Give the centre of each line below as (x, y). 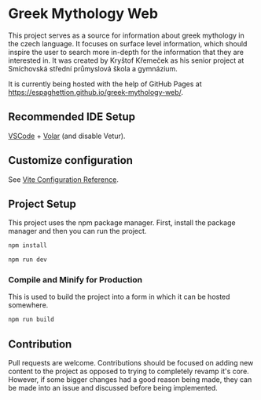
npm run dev (28, 260)
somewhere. (28, 305)
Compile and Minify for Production (75, 280)
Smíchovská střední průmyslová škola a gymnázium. (93, 68)
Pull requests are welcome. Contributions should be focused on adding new (131, 363)
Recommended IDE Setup (72, 117)
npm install (28, 245)
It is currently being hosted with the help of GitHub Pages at (105, 84)
